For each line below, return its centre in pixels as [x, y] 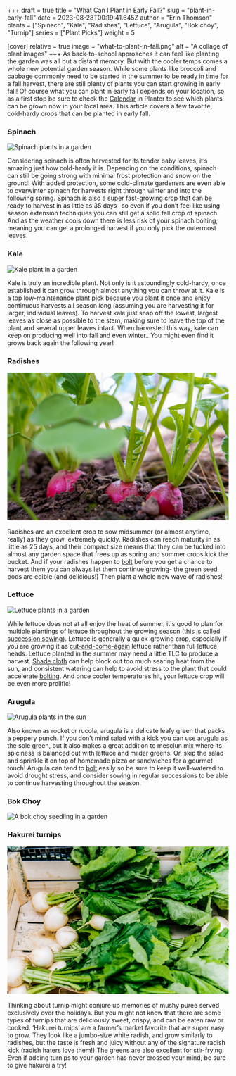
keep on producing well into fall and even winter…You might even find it [111, 335]
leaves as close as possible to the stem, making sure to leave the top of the [116, 320]
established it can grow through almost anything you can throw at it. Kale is [116, 290]
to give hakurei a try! [37, 1065]
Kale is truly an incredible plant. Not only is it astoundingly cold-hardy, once [117, 283]
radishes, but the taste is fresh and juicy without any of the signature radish [117, 1042]
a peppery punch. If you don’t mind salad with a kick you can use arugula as [118, 738]
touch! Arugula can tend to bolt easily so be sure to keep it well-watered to [115, 768]
